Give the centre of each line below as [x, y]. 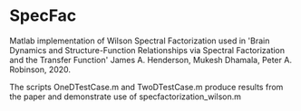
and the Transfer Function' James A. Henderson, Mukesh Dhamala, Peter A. [151, 60]
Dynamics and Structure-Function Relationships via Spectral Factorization [147, 50]
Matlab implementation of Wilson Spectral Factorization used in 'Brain [140, 41]
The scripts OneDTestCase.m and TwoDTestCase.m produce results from [146, 87]
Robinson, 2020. [40, 69]
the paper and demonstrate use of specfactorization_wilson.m [126, 97]
